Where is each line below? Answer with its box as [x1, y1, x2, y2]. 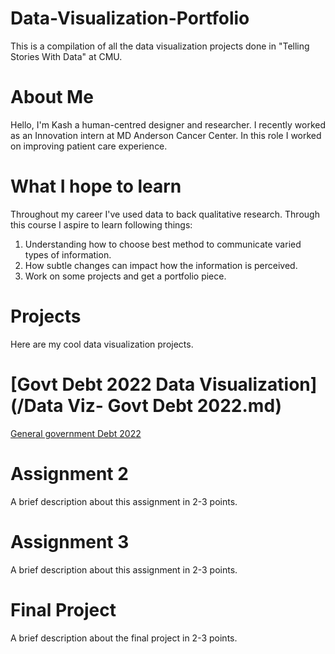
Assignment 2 [10, 462, 129, 485]
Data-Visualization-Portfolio [10, 7, 250, 30]
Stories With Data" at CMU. [10, 50, 123, 62]
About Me [10, 86, 94, 109]
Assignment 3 [10, 530, 130, 553]
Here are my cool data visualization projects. [10, 338, 194, 350]
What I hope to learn [10, 175, 182, 198]
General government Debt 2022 [10, 427, 142, 439]
